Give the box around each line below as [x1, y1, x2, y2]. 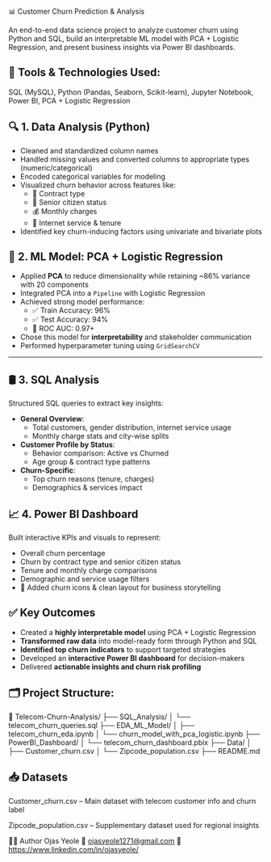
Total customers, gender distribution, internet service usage [31, 423, 231, 432]
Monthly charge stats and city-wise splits [31, 431, 169, 441]
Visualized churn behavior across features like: [19, 180, 176, 190]
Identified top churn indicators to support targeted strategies [19, 645, 227, 654]
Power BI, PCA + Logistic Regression [8, 95, 131, 105]
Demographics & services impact [31, 483, 143, 493]
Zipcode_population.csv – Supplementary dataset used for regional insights [8, 820, 260, 830]
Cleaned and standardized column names [19, 145, 159, 155]
